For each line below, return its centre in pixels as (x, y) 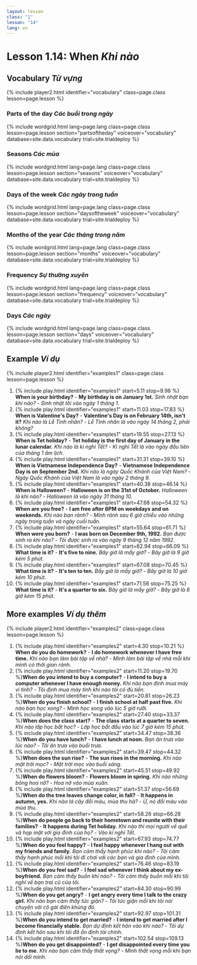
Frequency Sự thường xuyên (48, 275)
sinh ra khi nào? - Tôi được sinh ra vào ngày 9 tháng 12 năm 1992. (95, 540)
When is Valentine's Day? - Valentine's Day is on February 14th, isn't (100, 415)
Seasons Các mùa (33, 154)
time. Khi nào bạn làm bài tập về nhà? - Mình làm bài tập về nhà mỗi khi (103, 658)
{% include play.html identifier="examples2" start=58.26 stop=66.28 (98, 813)
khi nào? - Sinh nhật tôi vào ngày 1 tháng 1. (67, 403)
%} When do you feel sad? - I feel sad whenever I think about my (94, 870)
